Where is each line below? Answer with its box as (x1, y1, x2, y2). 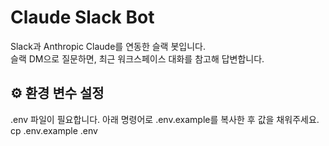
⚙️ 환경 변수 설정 (10, 85, 105, 102)
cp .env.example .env (10, 124, 98, 136)
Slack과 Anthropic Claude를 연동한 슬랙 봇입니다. (10, 40, 206, 52)
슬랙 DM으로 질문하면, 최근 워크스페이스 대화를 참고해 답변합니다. (10, 52, 265, 65)
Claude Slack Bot (10, 6, 155, 29)
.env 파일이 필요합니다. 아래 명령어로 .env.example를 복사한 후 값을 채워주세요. (10, 113, 320, 125)
